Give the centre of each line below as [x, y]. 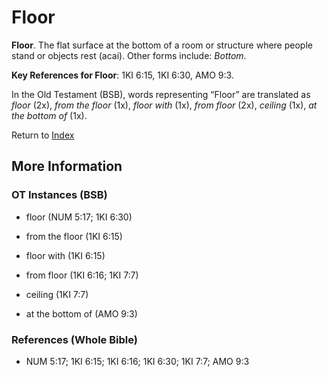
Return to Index [43, 135]
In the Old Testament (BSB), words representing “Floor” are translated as [161, 94]
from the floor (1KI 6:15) [74, 236]
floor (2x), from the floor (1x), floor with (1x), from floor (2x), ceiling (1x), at [164, 105]
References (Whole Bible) [74, 339]
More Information [67, 166]
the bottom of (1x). [49, 115]
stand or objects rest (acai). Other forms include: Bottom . [129, 55]
